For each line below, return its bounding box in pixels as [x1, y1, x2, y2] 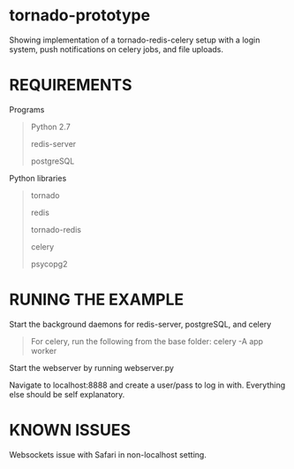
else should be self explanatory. [9, 388, 125, 399]
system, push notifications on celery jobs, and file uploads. [9, 43, 223, 54]
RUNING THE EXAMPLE [9, 289, 184, 310]
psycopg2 [30, 258, 68, 269]
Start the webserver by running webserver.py [9, 362, 175, 373]
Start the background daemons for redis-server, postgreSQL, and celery [9, 319, 272, 329]
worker [30, 345, 57, 356]
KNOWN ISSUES [9, 420, 131, 440]
